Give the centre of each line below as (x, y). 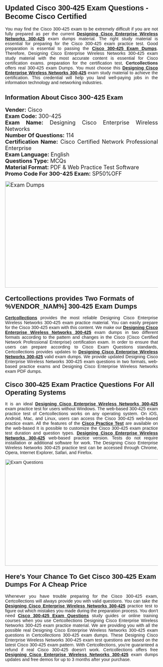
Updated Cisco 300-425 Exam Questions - (77, 8)
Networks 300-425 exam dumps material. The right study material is (81, 38)
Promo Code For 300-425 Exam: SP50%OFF (64, 174)
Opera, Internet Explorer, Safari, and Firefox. (49, 453)
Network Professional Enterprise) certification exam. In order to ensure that (81, 342)
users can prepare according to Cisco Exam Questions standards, (81, 347)
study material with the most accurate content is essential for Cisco (81, 58)
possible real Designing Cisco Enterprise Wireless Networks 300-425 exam (81, 630)
